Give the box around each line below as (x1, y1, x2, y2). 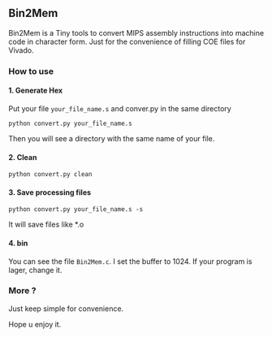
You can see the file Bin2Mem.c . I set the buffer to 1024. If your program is (8, 256, 253, 266)
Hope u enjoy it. (8, 319, 62, 329)
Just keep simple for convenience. (8, 304, 124, 313)
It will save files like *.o (8, 219, 84, 230)
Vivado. (8, 45, 34, 55)
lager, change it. (8, 265, 63, 274)
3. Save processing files (8, 187, 92, 197)
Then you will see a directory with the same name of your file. (8, 133, 215, 143)
